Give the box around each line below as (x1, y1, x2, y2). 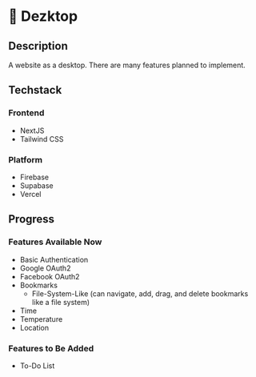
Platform (8, 154, 42, 165)
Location (19, 323, 50, 332)
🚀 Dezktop (8, 7, 78, 26)
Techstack (8, 83, 62, 97)
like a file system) (31, 297, 90, 307)
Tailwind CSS (19, 134, 64, 143)
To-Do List (19, 360, 55, 371)
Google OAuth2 (19, 263, 71, 273)
